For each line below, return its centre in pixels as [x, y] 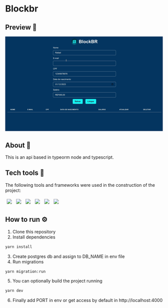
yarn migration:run [25, 271]
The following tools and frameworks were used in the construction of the [80, 185]
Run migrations [28, 261]
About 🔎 [18, 145]
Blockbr [22, 9]
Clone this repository [34, 231]
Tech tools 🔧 [25, 173]
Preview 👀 [21, 27]
